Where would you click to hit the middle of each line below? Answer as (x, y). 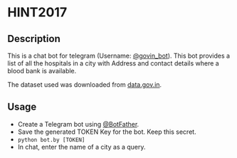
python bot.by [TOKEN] (51, 139)
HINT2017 (37, 12)
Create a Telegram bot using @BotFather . (78, 124)
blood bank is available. (42, 71)
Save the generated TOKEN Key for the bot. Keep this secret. (107, 132)
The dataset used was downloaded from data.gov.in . (85, 85)
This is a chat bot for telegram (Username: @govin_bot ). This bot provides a (118, 56)
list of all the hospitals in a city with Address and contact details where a (113, 63)
